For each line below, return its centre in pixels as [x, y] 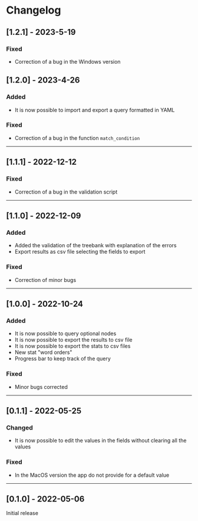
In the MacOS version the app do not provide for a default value [92, 475]
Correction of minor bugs [45, 280]
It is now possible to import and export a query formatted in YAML [95, 110]
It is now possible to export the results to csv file [73, 340]
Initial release [22, 513]
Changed [20, 427]
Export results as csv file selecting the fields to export [80, 252]
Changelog [34, 10]
